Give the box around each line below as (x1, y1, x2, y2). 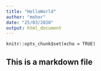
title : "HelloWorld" (6, 8, 57, 15)
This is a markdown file (6, 57, 93, 67)
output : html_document (6, 25, 62, 31)
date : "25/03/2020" (6, 19, 54, 25)
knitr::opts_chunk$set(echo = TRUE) (6, 41, 96, 47)
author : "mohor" (6, 14, 46, 20)
